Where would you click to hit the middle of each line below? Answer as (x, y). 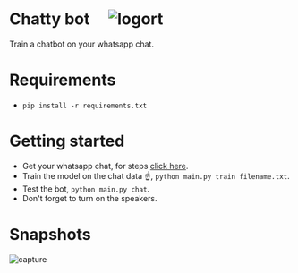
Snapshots (50, 235)
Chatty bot (50, 19)
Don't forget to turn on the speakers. (89, 198)
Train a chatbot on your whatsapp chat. (82, 44)
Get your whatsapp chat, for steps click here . (105, 166)
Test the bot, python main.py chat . (86, 189)
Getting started (67, 141)
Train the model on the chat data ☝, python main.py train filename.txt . (156, 175)
